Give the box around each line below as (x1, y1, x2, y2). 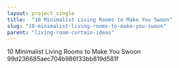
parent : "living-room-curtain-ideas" (7, 29, 115, 36)
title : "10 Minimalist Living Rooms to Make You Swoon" (7, 16, 173, 23)
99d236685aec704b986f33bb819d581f (7, 55, 119, 63)
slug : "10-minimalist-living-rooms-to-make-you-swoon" (7, 22, 167, 29)
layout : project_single (7, 10, 75, 17)
